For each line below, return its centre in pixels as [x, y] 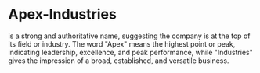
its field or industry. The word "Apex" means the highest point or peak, [122, 43]
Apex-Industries [63, 14]
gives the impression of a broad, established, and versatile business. [119, 61]
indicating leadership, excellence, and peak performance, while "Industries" [130, 52]
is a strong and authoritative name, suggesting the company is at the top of [129, 36]
